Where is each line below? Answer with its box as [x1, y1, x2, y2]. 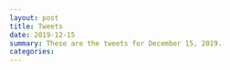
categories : [9, 47, 55, 56]
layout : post [9, 13, 59, 23]
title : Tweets [9, 22, 64, 31]
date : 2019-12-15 [9, 30, 76, 39]
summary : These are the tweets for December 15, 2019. [9, 38, 223, 48]
